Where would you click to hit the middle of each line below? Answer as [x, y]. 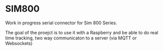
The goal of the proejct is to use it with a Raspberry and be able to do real [82, 32]
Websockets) [19, 43]
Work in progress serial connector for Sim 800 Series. [61, 23]
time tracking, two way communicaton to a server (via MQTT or [71, 38]
